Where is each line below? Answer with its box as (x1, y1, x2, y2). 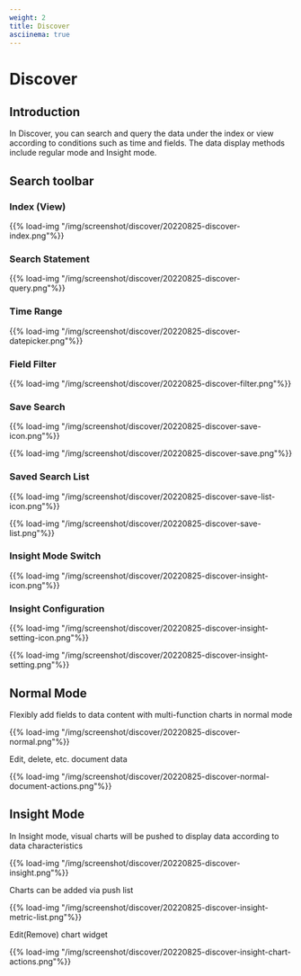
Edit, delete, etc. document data (9, 753, 128, 765)
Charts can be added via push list (9, 884, 134, 895)
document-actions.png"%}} (9, 780, 112, 792)
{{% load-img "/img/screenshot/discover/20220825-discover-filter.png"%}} (9, 378, 292, 389)
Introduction (9, 104, 81, 120)
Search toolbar (9, 173, 94, 189)
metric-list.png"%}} (9, 911, 83, 922)
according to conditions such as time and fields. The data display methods (9, 138, 286, 148)
